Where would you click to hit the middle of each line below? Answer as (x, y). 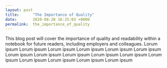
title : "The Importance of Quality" (50, 15)
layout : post (19, 10)
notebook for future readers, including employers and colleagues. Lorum (81, 44)
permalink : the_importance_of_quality (48, 24)
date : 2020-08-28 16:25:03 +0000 (48, 19)
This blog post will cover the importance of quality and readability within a (83, 39)
